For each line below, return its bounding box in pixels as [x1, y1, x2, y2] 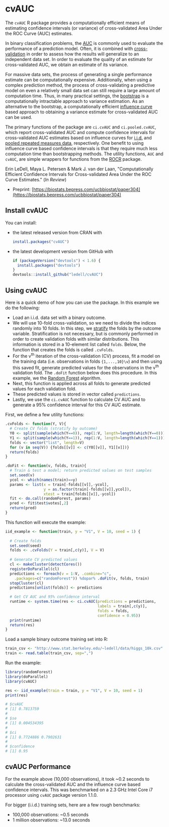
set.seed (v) [10, 473, 35, 478]
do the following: [5, 304, 40, 310]
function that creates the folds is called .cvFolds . [12, 346, 114, 353]
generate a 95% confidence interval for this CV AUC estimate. [12, 402, 142, 408]
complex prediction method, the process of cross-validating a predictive [5, 82, 155, 88]
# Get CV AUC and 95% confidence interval [10, 594, 100, 600]
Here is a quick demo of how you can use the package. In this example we [5, 299, 159, 305]
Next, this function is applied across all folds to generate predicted [12, 380, 151, 387]
